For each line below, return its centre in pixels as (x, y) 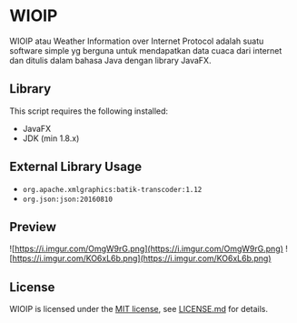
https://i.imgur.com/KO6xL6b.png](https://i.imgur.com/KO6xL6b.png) (142, 258)
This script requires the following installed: (89, 111)
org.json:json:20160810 (68, 199)
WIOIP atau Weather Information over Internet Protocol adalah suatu (137, 41)
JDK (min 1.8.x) (51, 138)
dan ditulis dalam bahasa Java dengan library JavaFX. (110, 60)
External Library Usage (76, 167)
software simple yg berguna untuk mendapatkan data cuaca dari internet (146, 50)
